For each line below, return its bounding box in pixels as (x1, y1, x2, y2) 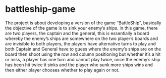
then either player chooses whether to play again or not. (5, 67, 120, 73)
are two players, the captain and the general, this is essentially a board (5, 30, 150, 36)
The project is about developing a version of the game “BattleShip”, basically (5, 20, 162, 26)
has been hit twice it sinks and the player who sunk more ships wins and (5, 62, 153, 68)
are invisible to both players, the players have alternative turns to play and (5, 40, 156, 46)
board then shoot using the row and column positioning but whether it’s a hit (5, 51, 161, 57)
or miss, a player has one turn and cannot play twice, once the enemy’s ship (5, 56, 161, 62)
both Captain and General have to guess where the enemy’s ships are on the (5, 46, 161, 52)
